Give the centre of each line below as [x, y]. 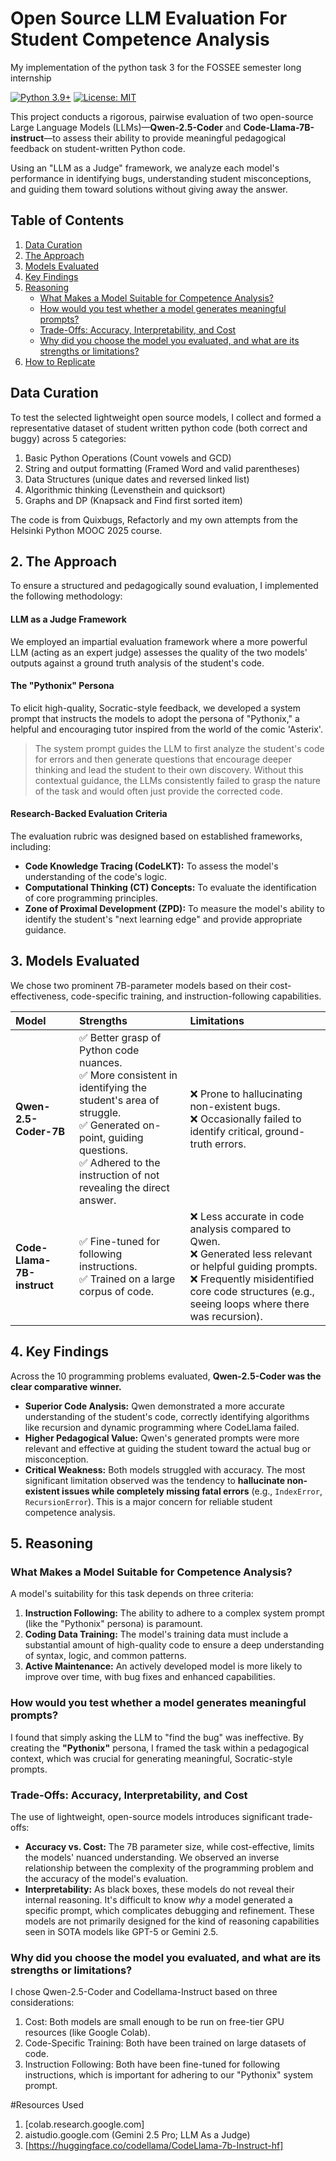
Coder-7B [40, 1131]
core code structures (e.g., [252, 1291]
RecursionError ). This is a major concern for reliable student [148, 1501]
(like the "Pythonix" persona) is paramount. [113, 1624]
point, [93, 1137]
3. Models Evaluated [75, 961]
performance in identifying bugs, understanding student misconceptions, [161, 178]
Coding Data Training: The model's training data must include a [156, 1634]
